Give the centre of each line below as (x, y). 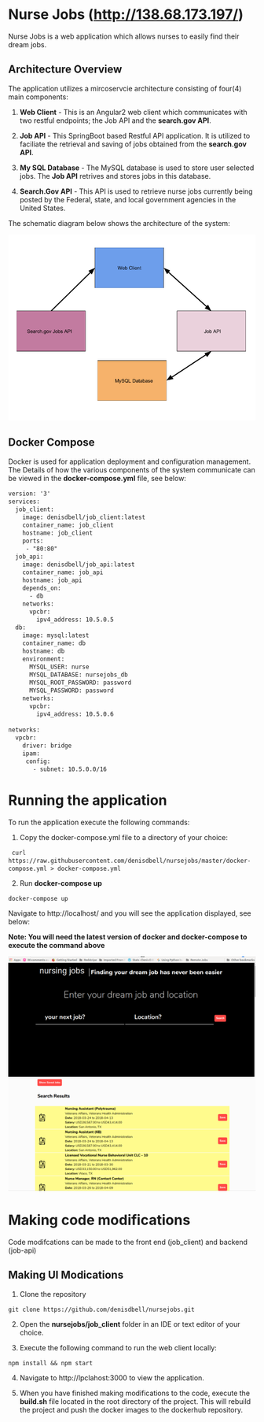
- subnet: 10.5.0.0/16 (70, 769)
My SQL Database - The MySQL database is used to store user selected (137, 168)
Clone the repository (53, 1294)
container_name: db (54, 643)
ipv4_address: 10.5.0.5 (75, 620)
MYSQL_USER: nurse (59, 667)
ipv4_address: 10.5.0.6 (75, 714)
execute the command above (57, 945)
